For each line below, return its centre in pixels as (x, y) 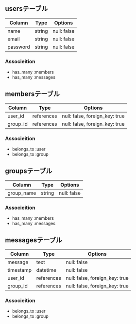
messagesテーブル (34, 240)
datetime (46, 270)
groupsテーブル (29, 171)
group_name (22, 193)
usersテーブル (26, 9)
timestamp (20, 270)
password (19, 47)
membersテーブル (32, 94)
